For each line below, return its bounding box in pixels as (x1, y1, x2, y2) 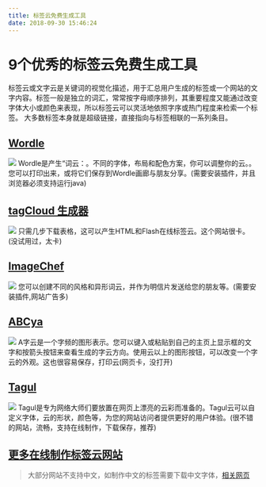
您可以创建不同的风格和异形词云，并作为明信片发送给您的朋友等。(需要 (17, 282, 250, 291)
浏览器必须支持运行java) (8, 178, 87, 188)
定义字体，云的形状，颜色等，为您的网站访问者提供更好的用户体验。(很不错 (8, 412, 254, 422)
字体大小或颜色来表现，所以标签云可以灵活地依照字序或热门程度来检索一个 (8, 103, 251, 113)
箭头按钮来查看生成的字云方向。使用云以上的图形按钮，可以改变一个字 (28, 347, 258, 357)
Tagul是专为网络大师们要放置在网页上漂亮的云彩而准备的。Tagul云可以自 (17, 402, 256, 412)
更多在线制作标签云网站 (8, 447, 123, 461)
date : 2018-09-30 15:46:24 (8, 19, 97, 27)
